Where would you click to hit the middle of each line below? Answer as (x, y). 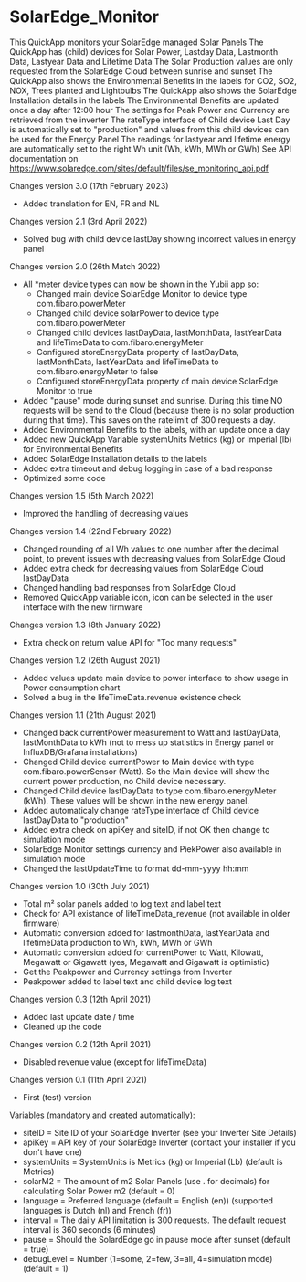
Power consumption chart (71, 688)
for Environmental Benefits (73, 448)
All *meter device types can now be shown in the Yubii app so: (141, 284)
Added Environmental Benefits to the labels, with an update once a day (156, 429)
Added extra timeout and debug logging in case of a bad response (148, 468)
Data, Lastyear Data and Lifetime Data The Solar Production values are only (152, 61)
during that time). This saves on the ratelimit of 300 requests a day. (149, 420)
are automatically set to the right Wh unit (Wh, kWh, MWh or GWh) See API (151, 149)
